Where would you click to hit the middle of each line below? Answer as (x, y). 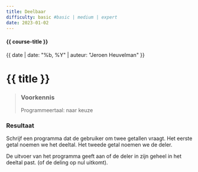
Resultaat (20, 125)
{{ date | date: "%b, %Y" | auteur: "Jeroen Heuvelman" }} (75, 55)
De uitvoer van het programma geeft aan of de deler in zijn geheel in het (94, 156)
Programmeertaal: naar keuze (57, 110)
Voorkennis (38, 97)
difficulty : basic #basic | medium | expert (62, 17)
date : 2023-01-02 (27, 23)
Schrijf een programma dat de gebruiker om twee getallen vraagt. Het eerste (99, 138)
